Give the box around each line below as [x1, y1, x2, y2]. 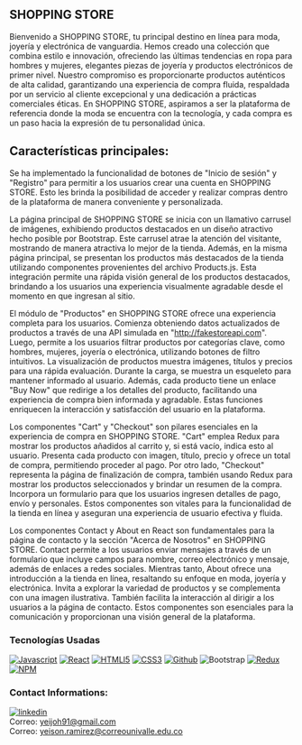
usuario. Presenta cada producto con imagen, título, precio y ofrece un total [9, 450, 291, 461]
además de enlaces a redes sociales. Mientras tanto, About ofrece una [9, 563, 272, 574]
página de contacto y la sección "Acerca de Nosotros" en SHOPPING [9, 534, 266, 545]
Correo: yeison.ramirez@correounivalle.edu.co [9, 726, 183, 737]
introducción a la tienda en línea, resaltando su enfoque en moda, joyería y [9, 573, 287, 584]
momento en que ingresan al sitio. [9, 290, 135, 301]
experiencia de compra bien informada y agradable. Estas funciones [9, 394, 263, 405]
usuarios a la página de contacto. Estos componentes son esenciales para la [9, 602, 294, 612]
